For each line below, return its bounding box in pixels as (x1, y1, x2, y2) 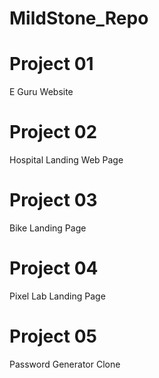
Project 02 (9, 121, 98, 144)
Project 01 (9, 53, 94, 76)
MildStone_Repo (9, 7, 149, 30)
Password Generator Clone (9, 358, 121, 370)
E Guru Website (9, 86, 74, 98)
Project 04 (9, 257, 99, 280)
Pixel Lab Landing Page (9, 290, 106, 302)
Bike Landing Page (9, 222, 87, 234)
